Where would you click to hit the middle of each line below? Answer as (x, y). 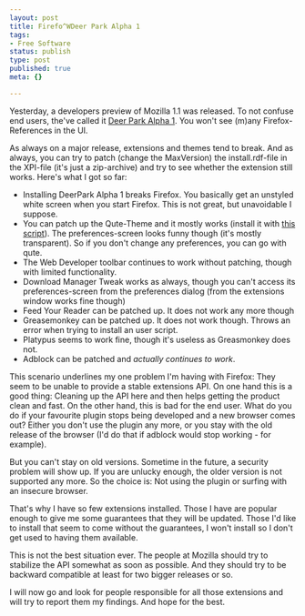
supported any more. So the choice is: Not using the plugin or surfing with (148, 481)
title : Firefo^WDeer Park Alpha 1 (75, 26)
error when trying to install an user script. (100, 329)
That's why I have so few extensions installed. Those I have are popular (143, 508)
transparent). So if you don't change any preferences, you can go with (154, 243)
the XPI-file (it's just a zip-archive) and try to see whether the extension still (151, 167)
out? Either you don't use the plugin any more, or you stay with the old (141, 425)
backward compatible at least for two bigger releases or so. (122, 574)
